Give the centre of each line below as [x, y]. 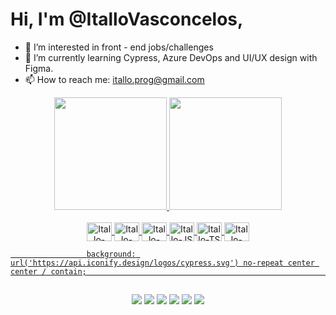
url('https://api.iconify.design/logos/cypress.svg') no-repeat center [162, 263]
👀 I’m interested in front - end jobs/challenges [119, 47]
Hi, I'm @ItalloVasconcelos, [127, 19]
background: [111, 254]
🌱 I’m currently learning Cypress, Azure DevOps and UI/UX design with [171, 57]
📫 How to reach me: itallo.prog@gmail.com [114, 79]
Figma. [39, 68]
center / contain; [48, 271]
